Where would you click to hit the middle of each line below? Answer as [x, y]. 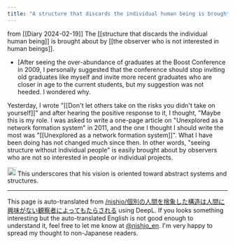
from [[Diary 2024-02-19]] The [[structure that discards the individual [107, 34]
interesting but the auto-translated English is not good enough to [100, 218]
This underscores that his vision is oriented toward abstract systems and [122, 173]
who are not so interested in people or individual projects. [90, 157]
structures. [23, 181]
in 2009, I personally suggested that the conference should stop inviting [121, 69]
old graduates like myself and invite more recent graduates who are [115, 77]
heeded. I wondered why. [54, 92]
